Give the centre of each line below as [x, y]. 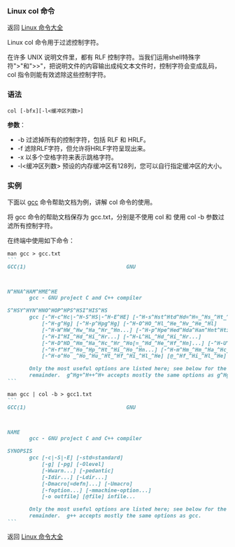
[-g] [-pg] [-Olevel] [73, 465]
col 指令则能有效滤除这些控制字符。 [58, 75]
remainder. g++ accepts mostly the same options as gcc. [115, 516]
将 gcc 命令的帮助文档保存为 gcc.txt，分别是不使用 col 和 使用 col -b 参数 [113, 217]
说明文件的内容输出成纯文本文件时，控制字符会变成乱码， [138, 66]
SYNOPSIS [20, 451]
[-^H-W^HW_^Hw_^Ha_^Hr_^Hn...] [87, 330]
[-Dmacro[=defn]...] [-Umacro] [87, 483]
